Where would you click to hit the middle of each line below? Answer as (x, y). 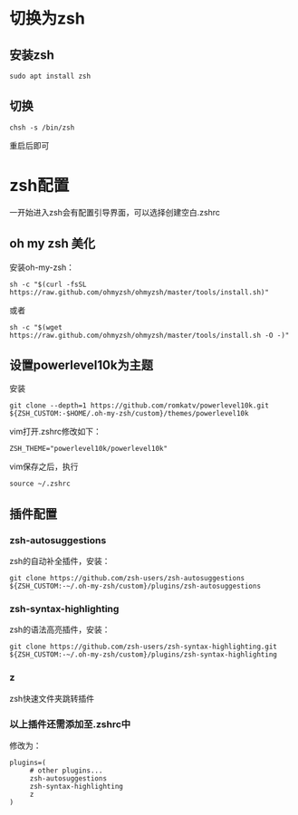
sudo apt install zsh (50, 76)
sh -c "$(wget (36, 327)
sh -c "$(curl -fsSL (48, 284)
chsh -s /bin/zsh (42, 128)
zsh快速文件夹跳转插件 (52, 698)
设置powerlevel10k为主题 (82, 364)
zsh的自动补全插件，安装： (60, 561)
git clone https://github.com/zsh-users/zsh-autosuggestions (127, 579)
